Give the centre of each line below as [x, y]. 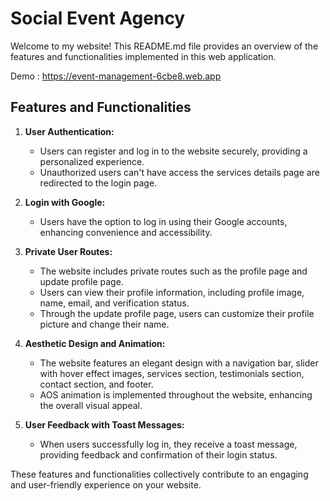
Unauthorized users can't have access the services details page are [179, 172]
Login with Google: [65, 202]
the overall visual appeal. [91, 405]
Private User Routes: [68, 251]
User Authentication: [69, 131]
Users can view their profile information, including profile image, [172, 292]
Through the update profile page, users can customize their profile [177, 313]
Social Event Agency [98, 18]
